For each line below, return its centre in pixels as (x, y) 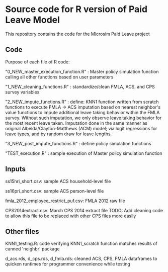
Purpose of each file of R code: (37, 62)
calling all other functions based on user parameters (59, 77)
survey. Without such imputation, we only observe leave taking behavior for (83, 118)
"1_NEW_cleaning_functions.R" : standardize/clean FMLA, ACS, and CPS (80, 86)
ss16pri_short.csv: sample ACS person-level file (55, 191)
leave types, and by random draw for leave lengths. (59, 134)
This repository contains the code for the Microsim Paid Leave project (77, 34)
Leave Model (33, 20)
